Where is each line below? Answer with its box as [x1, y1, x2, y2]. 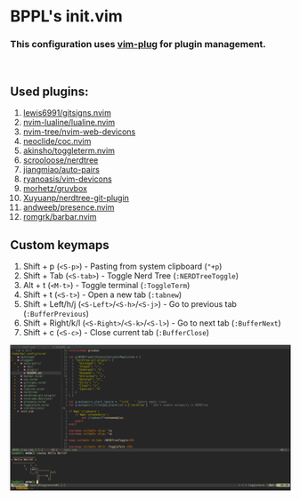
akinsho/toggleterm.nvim [22, 145, 115, 157]
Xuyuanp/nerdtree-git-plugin [22, 193, 130, 204]
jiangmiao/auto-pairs [22, 165, 101, 175]
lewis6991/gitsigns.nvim [22, 108, 112, 118]
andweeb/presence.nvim [22, 202, 115, 213]
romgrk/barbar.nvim [22, 212, 97, 222]
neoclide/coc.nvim [22, 136, 92, 147]
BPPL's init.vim [10, 6, 123, 27]
